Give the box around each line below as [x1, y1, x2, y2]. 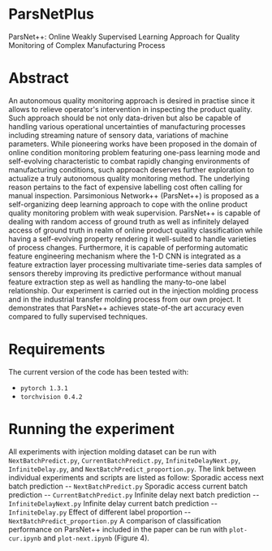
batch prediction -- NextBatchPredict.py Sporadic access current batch [8, 481, 248, 491]
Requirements [8, 341, 106, 358]
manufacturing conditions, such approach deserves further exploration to [8, 164, 254, 175]
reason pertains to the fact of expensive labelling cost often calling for [8, 182, 244, 192]
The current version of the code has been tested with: [8, 367, 189, 376]
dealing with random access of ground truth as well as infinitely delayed [8, 216, 249, 226]
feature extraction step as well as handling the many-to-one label [8, 277, 227, 287]
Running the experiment [8, 420, 175, 438]
